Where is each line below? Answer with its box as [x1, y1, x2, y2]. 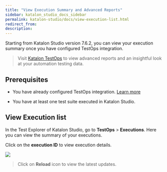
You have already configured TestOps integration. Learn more [12, 89, 141, 95]
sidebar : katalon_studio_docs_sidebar [5, 12, 87, 17]
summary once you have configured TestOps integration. [5, 46, 124, 52]
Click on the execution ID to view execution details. [5, 142, 112, 148]
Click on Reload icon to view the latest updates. [17, 161, 117, 167]
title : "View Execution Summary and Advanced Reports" [5, 7, 123, 13]
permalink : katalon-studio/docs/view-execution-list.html [5, 17, 129, 22]
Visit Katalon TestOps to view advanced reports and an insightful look [17, 55, 162, 61]
